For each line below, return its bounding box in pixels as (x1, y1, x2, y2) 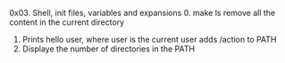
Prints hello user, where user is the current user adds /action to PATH (21, 35, 277, 44)
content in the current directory (9, 17, 125, 28)
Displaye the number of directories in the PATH (21, 43, 195, 54)
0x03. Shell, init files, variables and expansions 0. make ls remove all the (9, 8, 275, 18)
